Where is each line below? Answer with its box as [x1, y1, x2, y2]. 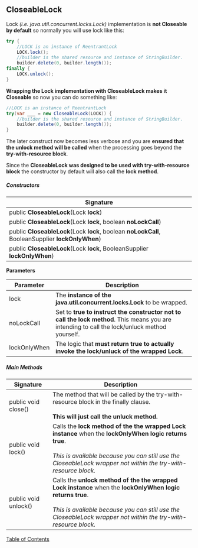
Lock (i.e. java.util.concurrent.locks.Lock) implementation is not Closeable [6, 20, 187, 27]
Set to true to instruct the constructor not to [55, 308, 181, 316]
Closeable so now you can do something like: [6, 93, 117, 100]
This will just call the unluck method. [52, 413, 158, 421]
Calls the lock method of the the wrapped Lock [52, 422, 186, 430]
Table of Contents [6, 536, 50, 543]
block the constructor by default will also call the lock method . [6, 168, 159, 175]
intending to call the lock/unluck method [55, 323, 167, 331]
